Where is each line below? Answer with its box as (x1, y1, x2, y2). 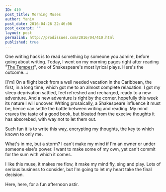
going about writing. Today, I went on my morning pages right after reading (5, 58, 159, 65)
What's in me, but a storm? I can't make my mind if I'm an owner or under (5, 141, 156, 147)
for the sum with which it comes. (5, 151, 72, 157)
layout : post (5, 30, 32, 35)
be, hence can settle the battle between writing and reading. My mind (5, 105, 148, 111)
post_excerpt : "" (5, 26, 41, 31)
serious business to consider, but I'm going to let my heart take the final (5, 166, 152, 172)
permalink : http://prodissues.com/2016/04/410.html (5, 35, 114, 40)
